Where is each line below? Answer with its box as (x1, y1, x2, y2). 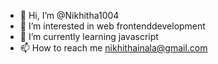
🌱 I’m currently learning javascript (19, 31, 159, 42)
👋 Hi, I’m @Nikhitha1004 (19, 10, 120, 21)
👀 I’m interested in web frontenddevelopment (19, 20, 206, 32)
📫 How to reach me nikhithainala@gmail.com (19, 42, 208, 54)
